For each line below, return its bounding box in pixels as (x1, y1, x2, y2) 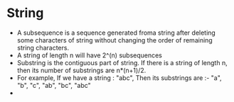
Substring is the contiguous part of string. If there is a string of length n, (16, 58, 228, 67)
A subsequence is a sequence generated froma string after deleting (16, 28, 216, 37)
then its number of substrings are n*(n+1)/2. (16, 66, 147, 74)
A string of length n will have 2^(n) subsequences (16, 51, 163, 59)
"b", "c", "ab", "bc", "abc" (16, 81, 92, 89)
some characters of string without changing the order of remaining (16, 35, 213, 44)
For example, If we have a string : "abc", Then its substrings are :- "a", (16, 73, 222, 82)
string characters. (16, 43, 69, 52)
